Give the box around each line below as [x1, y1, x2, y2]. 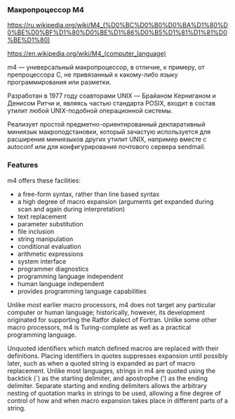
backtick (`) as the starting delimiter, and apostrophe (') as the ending [7, 374, 208, 382]
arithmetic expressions [17, 250, 84, 258]
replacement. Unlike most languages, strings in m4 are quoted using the [7, 366, 216, 375]
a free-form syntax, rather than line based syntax [17, 190, 160, 198]
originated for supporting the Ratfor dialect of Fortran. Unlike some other [7, 315, 217, 324]
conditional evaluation [17, 242, 81, 250]
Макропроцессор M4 [7, 5, 84, 15]
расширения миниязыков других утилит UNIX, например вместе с [7, 135, 207, 143]
